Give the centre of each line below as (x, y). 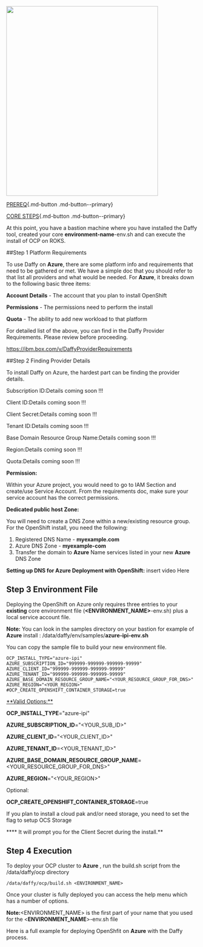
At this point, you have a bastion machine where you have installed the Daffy (102, 228)
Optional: (18, 790)
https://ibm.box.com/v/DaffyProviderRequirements (69, 349)
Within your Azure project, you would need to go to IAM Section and (92, 485)
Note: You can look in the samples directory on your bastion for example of (100, 629)
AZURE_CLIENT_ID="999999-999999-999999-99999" (66, 669)
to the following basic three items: (48, 283)
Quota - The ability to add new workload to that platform (77, 319)
